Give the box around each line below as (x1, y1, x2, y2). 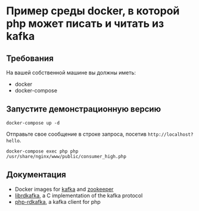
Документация (6, 170, 67, 180)
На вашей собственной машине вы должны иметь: (6, 69, 136, 76)
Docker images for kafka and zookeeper (14, 185, 114, 193)
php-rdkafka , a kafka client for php (14, 198, 101, 205)
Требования (6, 53, 54, 63)
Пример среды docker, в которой (6, 4, 180, 18)
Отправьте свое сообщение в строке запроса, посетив (6, 130, 147, 138)
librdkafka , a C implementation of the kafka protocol (14, 192, 143, 199)
